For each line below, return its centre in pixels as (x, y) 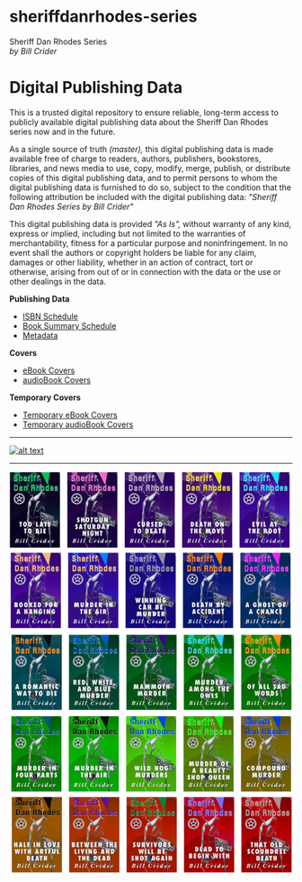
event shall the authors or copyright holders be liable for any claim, (133, 252)
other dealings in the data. (58, 281)
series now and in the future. (62, 132)
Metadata (40, 335)
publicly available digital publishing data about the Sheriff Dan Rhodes (139, 122)
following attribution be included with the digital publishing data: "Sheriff (143, 196)
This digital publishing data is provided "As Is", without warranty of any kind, (151, 223)
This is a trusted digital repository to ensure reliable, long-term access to (144, 112)
